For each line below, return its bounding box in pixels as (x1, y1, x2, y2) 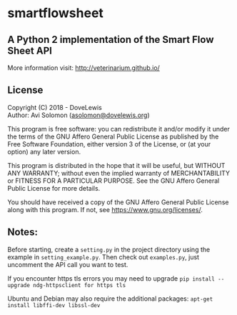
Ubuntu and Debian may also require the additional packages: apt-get (7, 294, 213, 303)
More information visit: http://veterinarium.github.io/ (7, 64, 161, 72)
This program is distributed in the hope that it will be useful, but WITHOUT (7, 161, 226, 169)
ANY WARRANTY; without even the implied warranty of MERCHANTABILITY (7, 169, 231, 177)
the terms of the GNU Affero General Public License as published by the (7, 132, 219, 141)
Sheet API (7, 44, 52, 56)
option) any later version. (7, 147, 81, 156)
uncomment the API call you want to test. (7, 260, 128, 269)
